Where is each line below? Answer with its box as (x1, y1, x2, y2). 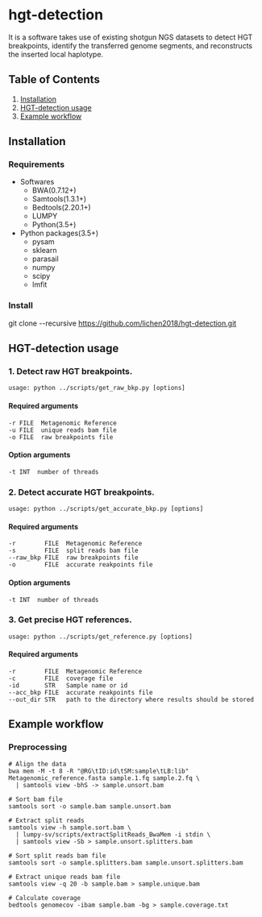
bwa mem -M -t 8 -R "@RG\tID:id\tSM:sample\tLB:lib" (8, 767, 189, 775)
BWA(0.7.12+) (31, 185, 77, 195)
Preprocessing (8, 741, 67, 753)
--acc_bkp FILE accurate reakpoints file (8, 689, 153, 697)
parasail (31, 254, 59, 263)
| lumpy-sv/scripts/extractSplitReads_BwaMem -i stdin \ (15, 830, 211, 839)
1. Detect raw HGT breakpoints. (8, 366, 133, 377)
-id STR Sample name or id (8, 682, 128, 690)
